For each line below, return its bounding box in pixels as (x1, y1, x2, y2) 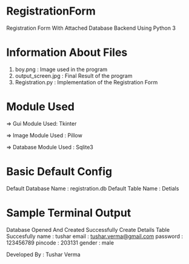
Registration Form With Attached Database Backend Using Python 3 (6, 24, 176, 32)
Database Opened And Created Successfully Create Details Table (6, 226, 170, 233)
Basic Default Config (6, 165, 113, 178)
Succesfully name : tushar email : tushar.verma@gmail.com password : (6, 232, 184, 240)
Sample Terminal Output (6, 206, 131, 220)
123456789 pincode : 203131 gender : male (6, 239, 114, 246)
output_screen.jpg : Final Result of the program (15, 72, 133, 80)
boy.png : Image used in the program (15, 66, 108, 73)
